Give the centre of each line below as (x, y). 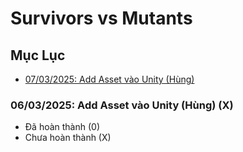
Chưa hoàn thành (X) (68, 138)
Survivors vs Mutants (101, 18)
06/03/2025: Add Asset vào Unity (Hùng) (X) (122, 105)
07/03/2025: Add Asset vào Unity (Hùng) (109, 79)
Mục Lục (38, 55)
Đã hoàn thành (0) (62, 127)
